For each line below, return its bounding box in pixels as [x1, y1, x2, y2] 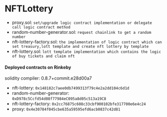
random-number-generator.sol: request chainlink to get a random [11, 29, 151, 35]
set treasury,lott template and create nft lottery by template [11, 44, 149, 49]
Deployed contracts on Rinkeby [4, 64, 71, 70]
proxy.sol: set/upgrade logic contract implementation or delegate [11, 19, 152, 25]
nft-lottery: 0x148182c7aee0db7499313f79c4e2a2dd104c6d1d [11, 85, 129, 91]
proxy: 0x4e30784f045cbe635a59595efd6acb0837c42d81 [11, 106, 120, 112]
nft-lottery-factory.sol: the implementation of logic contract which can [11, 38, 162, 45]
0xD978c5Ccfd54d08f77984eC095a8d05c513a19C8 [11, 97, 106, 102]
